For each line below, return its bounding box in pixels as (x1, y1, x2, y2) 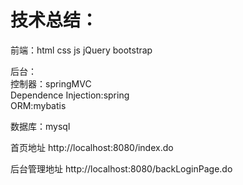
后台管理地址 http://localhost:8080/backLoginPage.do (10, 162, 233, 175)
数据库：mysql (10, 120, 71, 132)
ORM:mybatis (10, 99, 67, 111)
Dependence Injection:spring (10, 89, 130, 101)
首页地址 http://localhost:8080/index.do (10, 141, 174, 153)
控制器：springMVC (10, 77, 92, 90)
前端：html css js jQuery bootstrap (10, 44, 153, 56)
